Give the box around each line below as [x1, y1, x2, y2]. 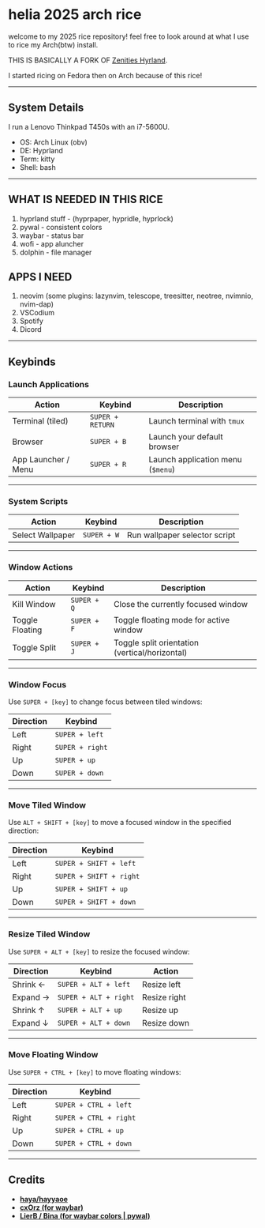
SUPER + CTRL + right [54, 1113, 136, 1122]
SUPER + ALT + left [58, 980, 131, 989]
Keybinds [8, 355, 57, 368]
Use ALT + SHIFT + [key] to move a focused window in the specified [8, 818, 232, 827]
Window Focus [8, 679, 67, 690]
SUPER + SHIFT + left [54, 859, 136, 868]
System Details [8, 101, 84, 115]
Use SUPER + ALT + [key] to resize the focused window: [8, 947, 191, 956]
